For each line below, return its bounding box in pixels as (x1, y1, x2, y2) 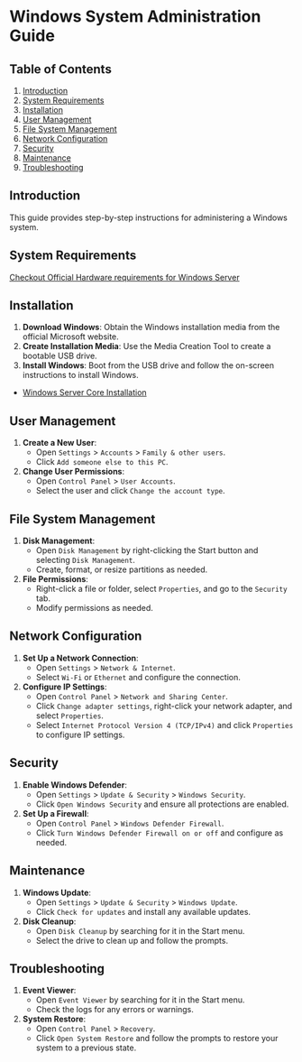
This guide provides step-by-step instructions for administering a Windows (9, 212, 288, 223)
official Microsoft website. (22, 331, 119, 342)
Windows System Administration (9, 6, 261, 27)
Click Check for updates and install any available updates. (35, 906, 251, 917)
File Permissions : (22, 574, 88, 585)
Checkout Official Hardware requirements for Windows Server (9, 272, 241, 282)
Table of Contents (9, 61, 113, 77)
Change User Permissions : (22, 466, 124, 477)
